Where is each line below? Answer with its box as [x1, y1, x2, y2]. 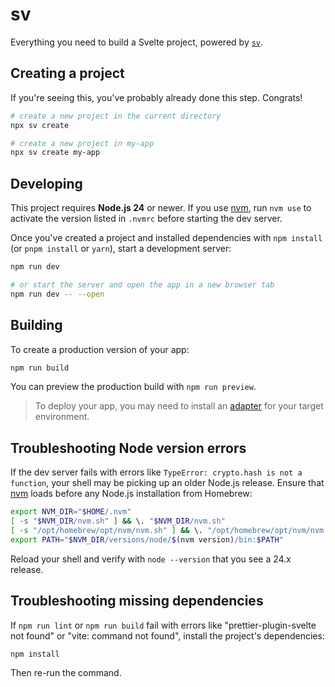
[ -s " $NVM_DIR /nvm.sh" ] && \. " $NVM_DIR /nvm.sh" [10, 516, 226, 527]
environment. [34, 411, 90, 423]
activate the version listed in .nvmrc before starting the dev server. [10, 213, 283, 225]
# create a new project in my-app [10, 138, 155, 148]
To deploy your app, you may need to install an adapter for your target [34, 400, 324, 412]
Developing [10, 175, 83, 192]
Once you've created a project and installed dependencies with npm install [10, 232, 323, 244]
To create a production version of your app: [10, 343, 190, 355]
